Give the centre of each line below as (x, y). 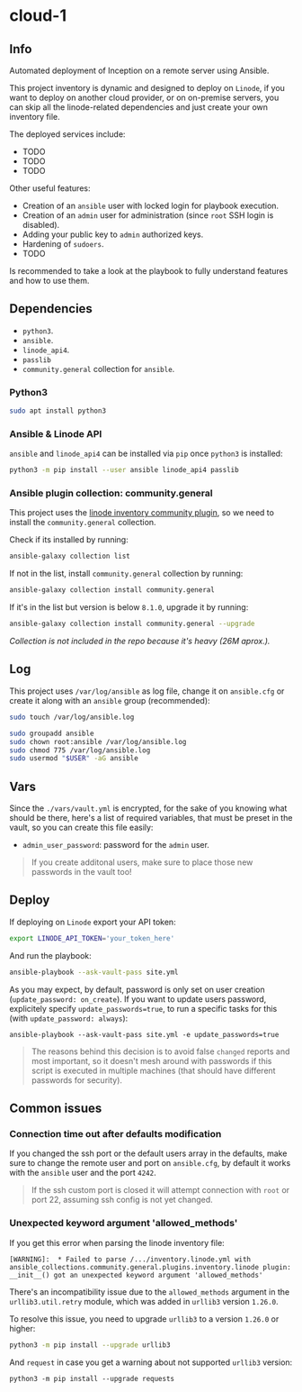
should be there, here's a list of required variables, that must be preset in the (151, 818)
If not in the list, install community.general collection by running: (126, 574)
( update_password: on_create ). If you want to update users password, (138, 999)
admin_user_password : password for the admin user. (115, 845)
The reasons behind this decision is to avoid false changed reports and (160, 1051)
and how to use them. (49, 281)
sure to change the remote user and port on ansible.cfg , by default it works (150, 1163)
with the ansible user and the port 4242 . (83, 1173)
